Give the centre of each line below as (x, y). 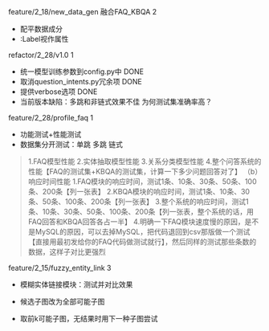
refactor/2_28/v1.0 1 (41, 55)
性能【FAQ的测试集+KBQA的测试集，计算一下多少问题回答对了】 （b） (143, 172)
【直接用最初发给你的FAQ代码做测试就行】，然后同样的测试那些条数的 (142, 242)
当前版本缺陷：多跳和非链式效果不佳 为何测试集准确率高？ (116, 102)
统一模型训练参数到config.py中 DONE (82, 72)
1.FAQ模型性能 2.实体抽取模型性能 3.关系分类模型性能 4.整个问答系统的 (145, 161)
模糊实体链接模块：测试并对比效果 (76, 284)
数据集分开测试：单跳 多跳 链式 (71, 144)
